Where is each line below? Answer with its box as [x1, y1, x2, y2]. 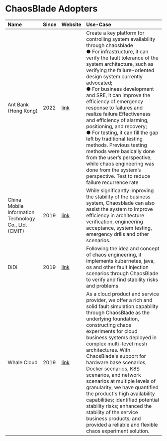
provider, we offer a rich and [86, 296, 153, 303]
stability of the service [86, 409, 138, 416]
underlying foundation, [86, 315, 139, 322]
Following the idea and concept [86, 245, 160, 252]
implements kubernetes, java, [86, 257, 155, 264]
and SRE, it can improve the [86, 92, 151, 99]
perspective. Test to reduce [86, 172, 151, 179]
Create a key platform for [86, 29, 145, 36]
